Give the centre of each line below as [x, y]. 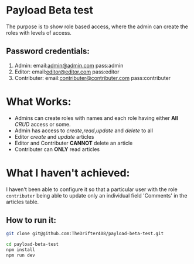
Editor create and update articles [54, 136]
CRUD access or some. [43, 124]
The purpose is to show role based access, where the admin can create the [97, 26]
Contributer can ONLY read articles [57, 149]
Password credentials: [48, 51]
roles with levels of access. [39, 32]
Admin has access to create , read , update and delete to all [84, 131]
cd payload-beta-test [33, 245]
